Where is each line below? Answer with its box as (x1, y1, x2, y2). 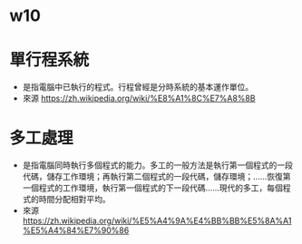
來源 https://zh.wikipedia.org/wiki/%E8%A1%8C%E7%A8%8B (22, 93, 256, 104)
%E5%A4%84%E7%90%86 (22, 225, 130, 236)
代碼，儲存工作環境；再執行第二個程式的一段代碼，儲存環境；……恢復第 (22, 171, 291, 182)
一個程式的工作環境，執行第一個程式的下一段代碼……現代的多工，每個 (22, 182, 283, 193)
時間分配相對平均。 (38, 194, 111, 205)
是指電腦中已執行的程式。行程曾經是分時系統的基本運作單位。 (22, 82, 254, 93)
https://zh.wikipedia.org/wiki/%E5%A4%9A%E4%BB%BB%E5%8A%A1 (22, 215, 292, 227)
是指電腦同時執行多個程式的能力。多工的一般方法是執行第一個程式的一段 (22, 160, 293, 171)
